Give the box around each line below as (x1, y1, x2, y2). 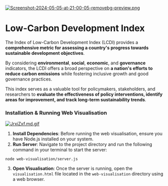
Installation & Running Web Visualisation (5, 109, 107, 116)
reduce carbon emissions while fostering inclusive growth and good (5, 70, 149, 77)
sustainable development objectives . (5, 50, 85, 56)
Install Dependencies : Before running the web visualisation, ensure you (12, 131, 163, 137)
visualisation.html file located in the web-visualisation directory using (12, 171, 163, 177)
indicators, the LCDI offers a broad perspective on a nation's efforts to (5, 65, 153, 71)
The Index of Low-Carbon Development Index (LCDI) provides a (5, 39, 138, 45)
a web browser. (12, 176, 45, 182)
